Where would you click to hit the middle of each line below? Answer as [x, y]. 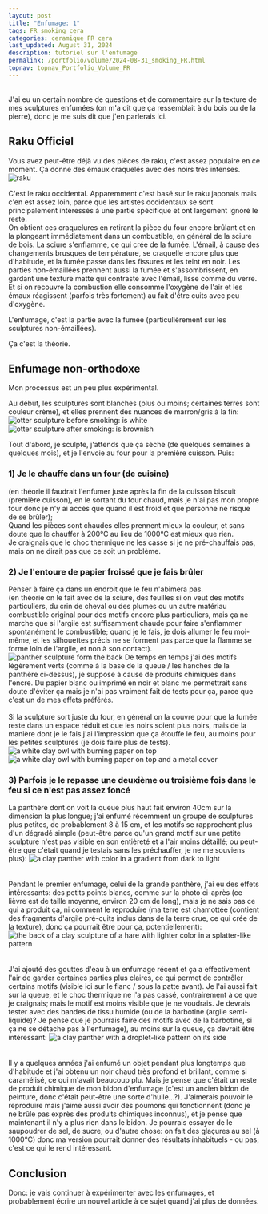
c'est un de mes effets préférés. [61, 700]
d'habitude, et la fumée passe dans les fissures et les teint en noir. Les [124, 261]
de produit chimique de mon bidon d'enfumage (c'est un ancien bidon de [129, 1089]
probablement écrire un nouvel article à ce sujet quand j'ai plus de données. [134, 1201]
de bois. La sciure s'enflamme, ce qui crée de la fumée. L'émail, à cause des [134, 244]
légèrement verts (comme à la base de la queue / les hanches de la [119, 665]
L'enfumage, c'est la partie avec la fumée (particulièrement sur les [117, 319]
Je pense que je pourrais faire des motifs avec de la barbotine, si [145, 1020]
